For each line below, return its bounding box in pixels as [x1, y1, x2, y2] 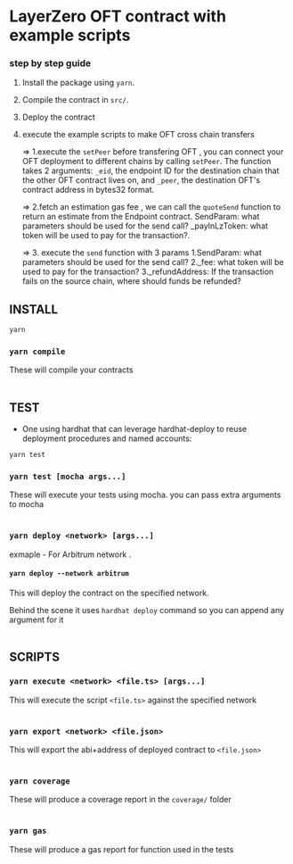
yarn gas [9, 826, 47, 836]
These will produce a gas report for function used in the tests [9, 843, 234, 854]
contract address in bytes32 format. [21, 185, 155, 195]
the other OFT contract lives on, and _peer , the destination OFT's [21, 175, 261, 186]
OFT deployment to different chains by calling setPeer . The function [21, 156, 272, 167]
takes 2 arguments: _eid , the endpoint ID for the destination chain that [21, 165, 280, 176]
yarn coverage [9, 776, 70, 786]
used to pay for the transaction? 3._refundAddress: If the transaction [21, 266, 274, 278]
